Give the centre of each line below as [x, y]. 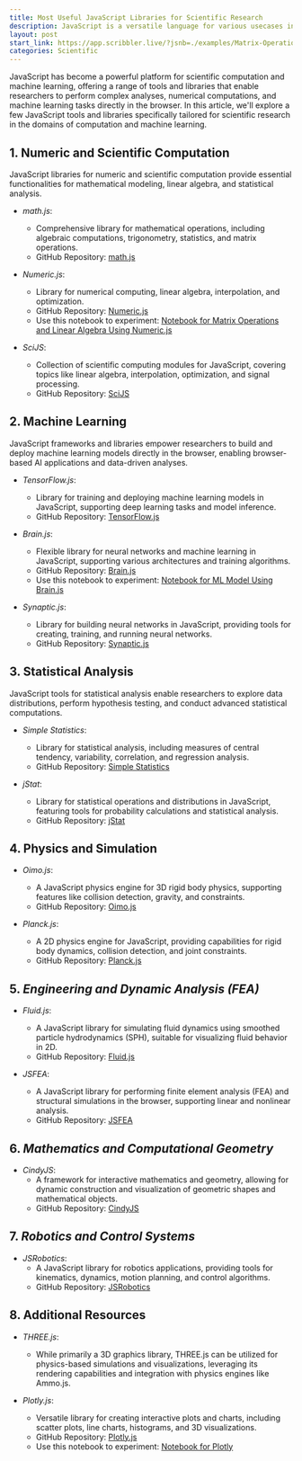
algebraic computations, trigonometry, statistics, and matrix [146, 237]
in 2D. [47, 1047]
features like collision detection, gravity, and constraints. [140, 897]
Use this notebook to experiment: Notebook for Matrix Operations [157, 320]
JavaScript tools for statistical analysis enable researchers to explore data [146, 693]
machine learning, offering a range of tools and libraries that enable [134, 86]
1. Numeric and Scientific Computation [120, 152]
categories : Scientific [54, 51]
